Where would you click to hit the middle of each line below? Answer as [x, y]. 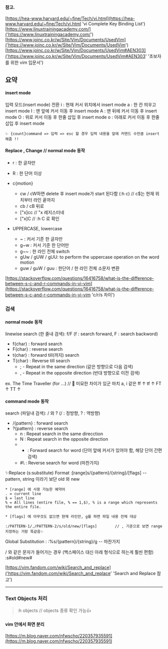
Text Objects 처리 [26, 599]
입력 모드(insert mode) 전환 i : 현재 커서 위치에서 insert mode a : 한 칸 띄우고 [81, 104]
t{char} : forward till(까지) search [46, 355]
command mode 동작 [27, 401]
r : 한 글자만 [24, 163]
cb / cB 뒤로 [32, 206]
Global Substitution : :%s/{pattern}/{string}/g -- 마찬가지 [62, 542]
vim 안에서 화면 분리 [25, 625]
